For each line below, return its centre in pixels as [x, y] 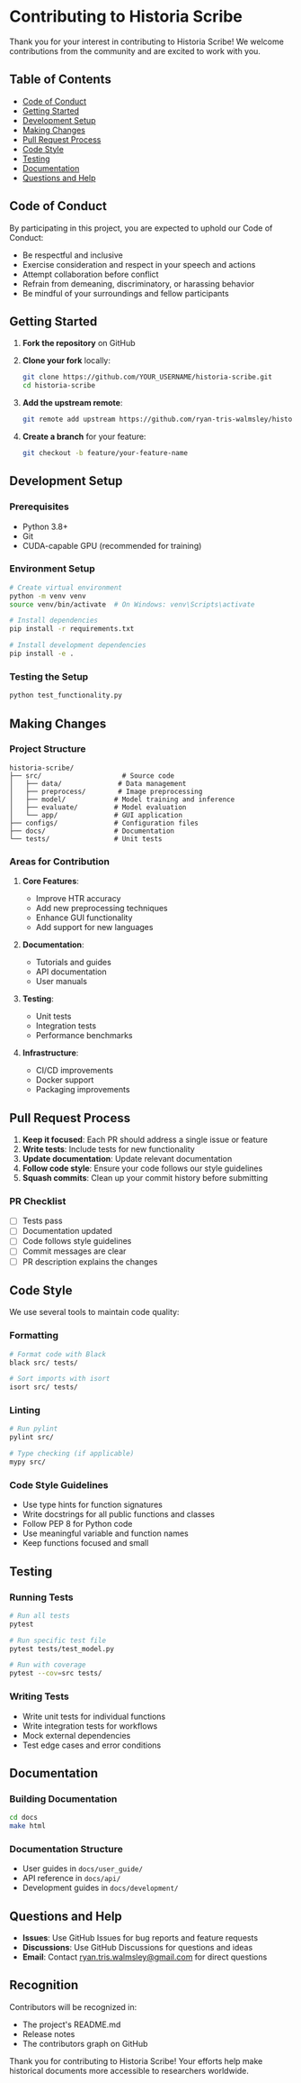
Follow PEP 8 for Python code [77, 1524]
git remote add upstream [69, 420]
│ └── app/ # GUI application [96, 815]
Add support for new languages [94, 927]
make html [28, 1826]
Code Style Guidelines [59, 1485]
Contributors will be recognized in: [73, 2006]
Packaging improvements [83, 1090]
